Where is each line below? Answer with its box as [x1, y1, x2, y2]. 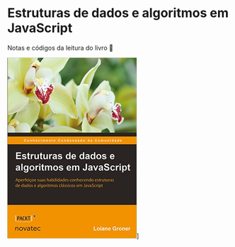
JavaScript [7, 20, 73, 36]
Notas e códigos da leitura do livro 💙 [7, 43, 113, 52]
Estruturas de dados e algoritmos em [7, 5, 229, 21]
